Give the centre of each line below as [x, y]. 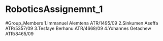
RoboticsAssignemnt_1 [54, 9]
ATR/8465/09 [20, 33]
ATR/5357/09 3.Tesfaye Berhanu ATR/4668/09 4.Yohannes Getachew [78, 28]
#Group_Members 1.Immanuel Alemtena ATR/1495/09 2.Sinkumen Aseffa [82, 23]
